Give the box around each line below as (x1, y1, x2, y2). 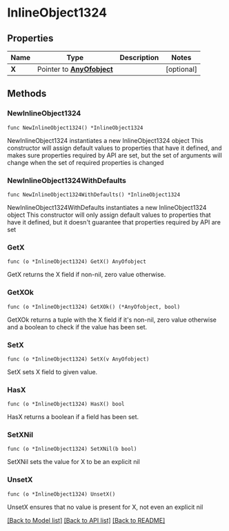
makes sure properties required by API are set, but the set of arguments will (7, 151, 222, 160)
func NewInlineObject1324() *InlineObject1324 (7, 124, 143, 131)
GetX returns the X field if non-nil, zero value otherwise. (7, 271, 166, 279)
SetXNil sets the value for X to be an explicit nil (7, 458, 140, 466)
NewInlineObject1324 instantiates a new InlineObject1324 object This (7, 136, 203, 144)
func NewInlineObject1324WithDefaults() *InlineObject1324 (7, 191, 181, 198)
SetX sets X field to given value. (7, 367, 98, 376)
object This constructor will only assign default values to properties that (7, 211, 212, 219)
